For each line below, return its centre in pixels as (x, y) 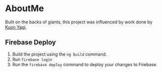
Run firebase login (32, 59)
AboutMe (25, 9)
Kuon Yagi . (16, 27)
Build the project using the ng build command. (59, 54)
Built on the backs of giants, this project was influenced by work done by (79, 22)
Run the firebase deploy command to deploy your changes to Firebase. (85, 64)
